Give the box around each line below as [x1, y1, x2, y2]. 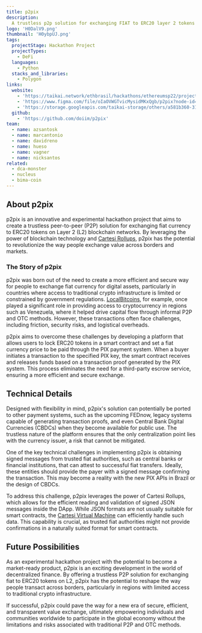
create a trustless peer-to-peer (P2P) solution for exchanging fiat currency [6, 221, 191, 229]
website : [11, 87, 34, 94]
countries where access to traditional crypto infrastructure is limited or [6, 289, 181, 296]
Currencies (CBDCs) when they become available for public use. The [6, 424, 177, 431]
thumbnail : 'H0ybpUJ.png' [6, 31, 71, 37]
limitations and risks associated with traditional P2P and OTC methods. [6, 621, 182, 628]
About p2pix [6, 200, 54, 210]
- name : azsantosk [11, 127, 58, 133]
